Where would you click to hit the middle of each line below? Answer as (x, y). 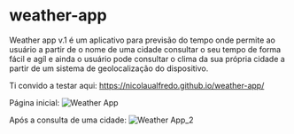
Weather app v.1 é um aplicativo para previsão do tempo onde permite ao (143, 40)
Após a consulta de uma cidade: (68, 120)
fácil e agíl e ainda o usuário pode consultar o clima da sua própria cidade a (147, 59)
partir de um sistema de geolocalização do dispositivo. (109, 68)
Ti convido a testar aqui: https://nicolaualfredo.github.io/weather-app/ (137, 85)
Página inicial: (35, 102)
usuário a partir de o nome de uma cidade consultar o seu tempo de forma (145, 49)
